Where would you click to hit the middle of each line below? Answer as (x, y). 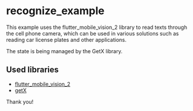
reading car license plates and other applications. (66, 40)
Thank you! (20, 102)
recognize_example (55, 11)
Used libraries (33, 70)
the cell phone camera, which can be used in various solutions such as (93, 33)
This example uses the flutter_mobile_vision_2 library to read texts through (97, 27)
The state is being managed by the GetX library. (65, 51)
